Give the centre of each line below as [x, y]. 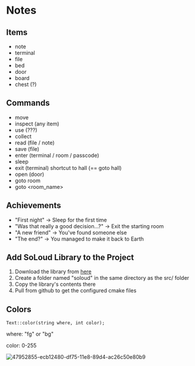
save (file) [27, 149]
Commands [28, 103]
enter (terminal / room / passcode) [57, 155]
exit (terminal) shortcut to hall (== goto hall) [68, 168]
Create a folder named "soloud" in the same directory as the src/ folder [102, 278]
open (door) [29, 174]
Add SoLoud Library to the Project [70, 258]
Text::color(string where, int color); [56, 323]
